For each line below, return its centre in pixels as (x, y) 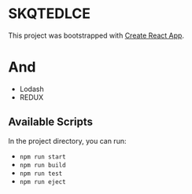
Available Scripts (50, 122)
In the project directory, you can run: (67, 141)
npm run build (42, 165)
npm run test (41, 174)
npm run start (42, 157)
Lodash (32, 89)
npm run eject (42, 181)
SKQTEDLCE (49, 14)
